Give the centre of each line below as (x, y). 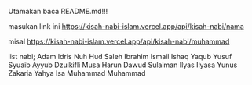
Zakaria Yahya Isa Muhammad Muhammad (77, 73)
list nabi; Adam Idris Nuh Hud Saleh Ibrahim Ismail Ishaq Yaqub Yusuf (120, 57)
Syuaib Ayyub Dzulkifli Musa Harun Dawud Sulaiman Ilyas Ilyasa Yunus (123, 65)
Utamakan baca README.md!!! (58, 11)
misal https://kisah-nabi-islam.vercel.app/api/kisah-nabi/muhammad (119, 41)
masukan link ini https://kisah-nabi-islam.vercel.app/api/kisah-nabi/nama (126, 26)
